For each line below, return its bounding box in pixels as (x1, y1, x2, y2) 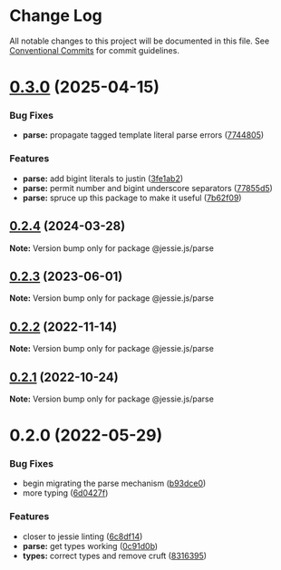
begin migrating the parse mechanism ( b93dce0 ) (22, 478, 207, 489)
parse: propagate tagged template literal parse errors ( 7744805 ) (22, 130, 265, 140)
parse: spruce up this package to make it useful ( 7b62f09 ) (22, 192, 242, 203)
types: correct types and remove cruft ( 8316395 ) (22, 550, 207, 561)
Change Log (9, 5, 102, 26)
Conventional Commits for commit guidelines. (9, 44, 179, 55)
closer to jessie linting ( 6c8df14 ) (22, 531, 143, 542)
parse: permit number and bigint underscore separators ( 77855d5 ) (22, 182, 274, 193)
